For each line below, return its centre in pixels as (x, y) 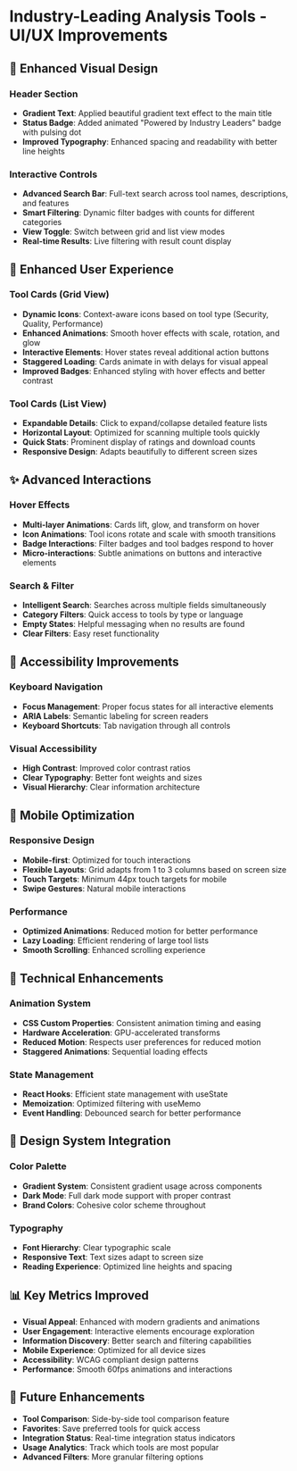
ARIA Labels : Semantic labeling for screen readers (115, 715)
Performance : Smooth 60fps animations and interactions (128, 1369)
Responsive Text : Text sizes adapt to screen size (112, 1258)
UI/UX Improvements (88, 35)
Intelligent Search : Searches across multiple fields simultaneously (144, 606)
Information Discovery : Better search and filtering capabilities (137, 1341)
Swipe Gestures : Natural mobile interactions (104, 888)
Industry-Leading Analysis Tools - (138, 17)
